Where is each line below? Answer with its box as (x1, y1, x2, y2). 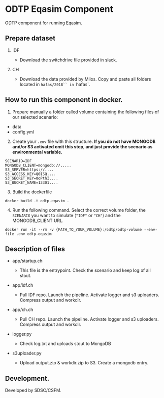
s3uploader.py (12, 350, 42, 356)
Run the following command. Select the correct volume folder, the (12, 207, 146, 213)
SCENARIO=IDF (5, 158, 32, 164)
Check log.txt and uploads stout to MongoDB (19, 341, 111, 347)
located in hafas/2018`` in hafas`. (19, 81, 90, 87)
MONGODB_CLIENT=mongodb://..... (5, 163, 71, 168)
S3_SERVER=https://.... (5, 167, 54, 172)
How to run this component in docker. (5, 95, 123, 104)
